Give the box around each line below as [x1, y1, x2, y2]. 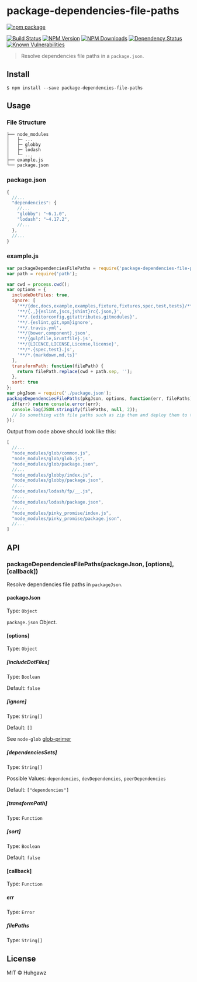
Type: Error [6, 909, 35, 916]
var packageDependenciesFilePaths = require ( [6, 265, 119, 271]
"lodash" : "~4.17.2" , [17, 217, 70, 223]
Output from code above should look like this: [6, 428, 116, 435]
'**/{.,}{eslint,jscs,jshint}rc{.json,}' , [17, 309, 122, 314]
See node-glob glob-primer [6, 735, 72, 743]
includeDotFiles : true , [12, 292, 70, 298]
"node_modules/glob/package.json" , [12, 461, 99, 467]
